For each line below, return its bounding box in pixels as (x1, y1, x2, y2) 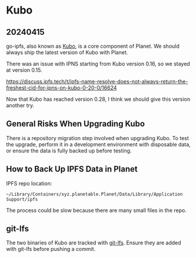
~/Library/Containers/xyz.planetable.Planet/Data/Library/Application (6, 191, 183, 197)
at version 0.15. (6, 67, 42, 74)
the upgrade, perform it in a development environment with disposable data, (6, 141, 191, 148)
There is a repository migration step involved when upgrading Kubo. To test (6, 134, 190, 141)
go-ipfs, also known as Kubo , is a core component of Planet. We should (6, 42, 180, 49)
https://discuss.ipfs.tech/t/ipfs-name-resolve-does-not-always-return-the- (6, 78, 188, 85)
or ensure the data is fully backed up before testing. (6, 147, 132, 154)
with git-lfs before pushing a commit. (6, 246, 96, 253)
